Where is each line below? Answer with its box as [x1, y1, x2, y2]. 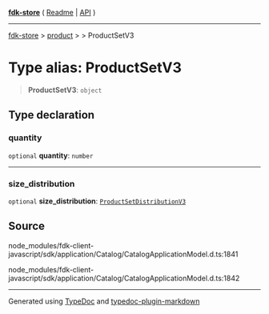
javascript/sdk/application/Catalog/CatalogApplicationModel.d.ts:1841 [8, 249, 239, 259]
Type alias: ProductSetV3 [8, 58, 183, 77]
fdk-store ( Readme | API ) [8, 8, 96, 17]
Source [8, 219, 46, 233]
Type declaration [8, 108, 94, 122]
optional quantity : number [8, 151, 94, 160]
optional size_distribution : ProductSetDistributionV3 [8, 196, 187, 206]
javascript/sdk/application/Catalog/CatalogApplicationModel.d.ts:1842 [8, 273, 240, 283]
